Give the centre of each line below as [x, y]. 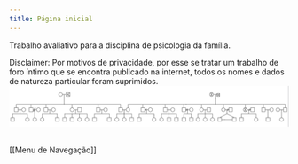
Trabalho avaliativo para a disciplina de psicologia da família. [120, 45]
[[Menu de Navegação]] [53, 150]
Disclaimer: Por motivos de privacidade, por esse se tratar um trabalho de [144, 62]
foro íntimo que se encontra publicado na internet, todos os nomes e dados [147, 72]
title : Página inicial [51, 19]
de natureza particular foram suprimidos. [84, 81]
